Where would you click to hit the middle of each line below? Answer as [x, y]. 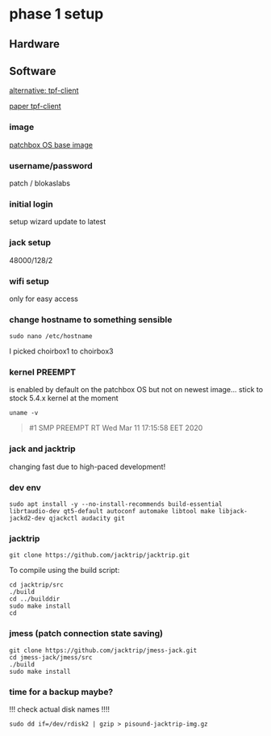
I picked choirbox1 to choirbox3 [61, 351]
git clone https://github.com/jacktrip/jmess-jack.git [103, 650]
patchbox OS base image [51, 144]
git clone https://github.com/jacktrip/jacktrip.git [100, 555]
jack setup [30, 243]
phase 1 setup [56, 14]
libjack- [233, 512]
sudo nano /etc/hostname [51, 337]
